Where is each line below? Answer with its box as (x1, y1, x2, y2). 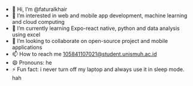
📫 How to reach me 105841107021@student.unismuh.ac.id (11, 51, 157, 57)
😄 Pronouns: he (11, 59, 52, 66)
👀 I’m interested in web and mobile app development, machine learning (11, 12, 188, 19)
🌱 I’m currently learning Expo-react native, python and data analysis (11, 24, 180, 32)
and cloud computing (11, 19, 65, 25)
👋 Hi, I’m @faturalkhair (11, 6, 68, 13)
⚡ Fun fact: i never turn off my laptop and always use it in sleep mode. (11, 66, 185, 73)
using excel (11, 31, 41, 38)
